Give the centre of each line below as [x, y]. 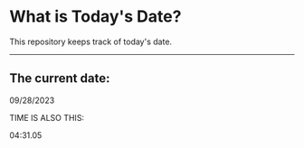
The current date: [60, 79]
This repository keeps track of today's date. [91, 42]
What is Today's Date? [95, 17]
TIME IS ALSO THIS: [47, 117]
